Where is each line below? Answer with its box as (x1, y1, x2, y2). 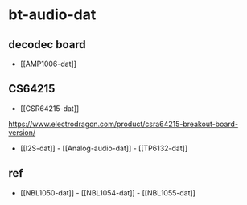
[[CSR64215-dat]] (19, 103, 80, 113)
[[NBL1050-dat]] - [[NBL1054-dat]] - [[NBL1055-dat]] (19, 187, 196, 198)
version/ (8, 127, 36, 137)
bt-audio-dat (8, 6, 97, 24)
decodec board (8, 38, 86, 51)
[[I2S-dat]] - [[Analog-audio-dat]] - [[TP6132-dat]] (19, 143, 187, 153)
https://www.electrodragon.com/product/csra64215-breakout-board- (8, 119, 239, 129)
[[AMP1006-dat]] (19, 59, 76, 68)
